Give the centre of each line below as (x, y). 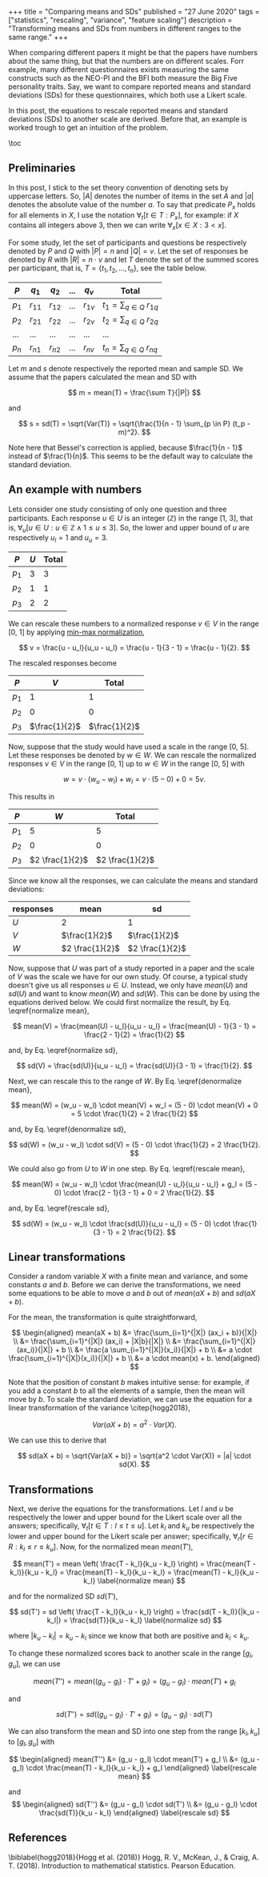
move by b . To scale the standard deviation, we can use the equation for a (130, 1399)
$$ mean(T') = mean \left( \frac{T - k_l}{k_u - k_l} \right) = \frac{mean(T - (134, 1564)
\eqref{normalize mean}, (49, 1011)
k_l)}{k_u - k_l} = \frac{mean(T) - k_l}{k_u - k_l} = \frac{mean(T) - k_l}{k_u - (134, 1572)
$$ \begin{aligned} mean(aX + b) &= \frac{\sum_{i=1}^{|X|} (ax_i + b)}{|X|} (134, 1333)
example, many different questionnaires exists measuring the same (119, 70)
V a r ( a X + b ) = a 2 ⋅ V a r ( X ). (134, 1424)
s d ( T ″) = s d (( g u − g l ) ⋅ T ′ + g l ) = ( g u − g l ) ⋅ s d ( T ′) (134, 1715)
